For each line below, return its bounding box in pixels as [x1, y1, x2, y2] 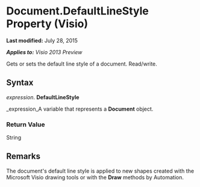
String [6, 134, 22, 141]
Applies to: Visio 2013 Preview [6, 48, 83, 55]
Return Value [6, 120, 45, 129]
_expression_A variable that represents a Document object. [6, 105, 154, 112]
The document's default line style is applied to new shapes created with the [6, 167, 195, 174]
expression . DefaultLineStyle [6, 93, 80, 100]
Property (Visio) [6, 17, 89, 31]
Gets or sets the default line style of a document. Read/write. [6, 60, 158, 67]
